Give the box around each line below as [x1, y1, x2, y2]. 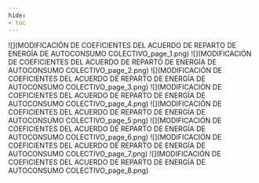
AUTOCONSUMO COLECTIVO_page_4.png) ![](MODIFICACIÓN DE [8, 99, 222, 108]
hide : [8, 11, 26, 20]
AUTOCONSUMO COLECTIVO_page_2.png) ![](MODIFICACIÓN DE [8, 65, 222, 75]
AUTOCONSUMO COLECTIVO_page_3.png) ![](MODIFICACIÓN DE [8, 82, 222, 91]
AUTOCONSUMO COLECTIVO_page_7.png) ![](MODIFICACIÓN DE [8, 148, 221, 158]
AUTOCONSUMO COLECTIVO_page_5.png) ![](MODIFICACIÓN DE [8, 115, 222, 125]
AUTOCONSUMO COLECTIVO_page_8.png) [8, 166, 149, 175]
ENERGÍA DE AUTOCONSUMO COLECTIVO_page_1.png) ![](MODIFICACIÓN [8, 49, 252, 58]
